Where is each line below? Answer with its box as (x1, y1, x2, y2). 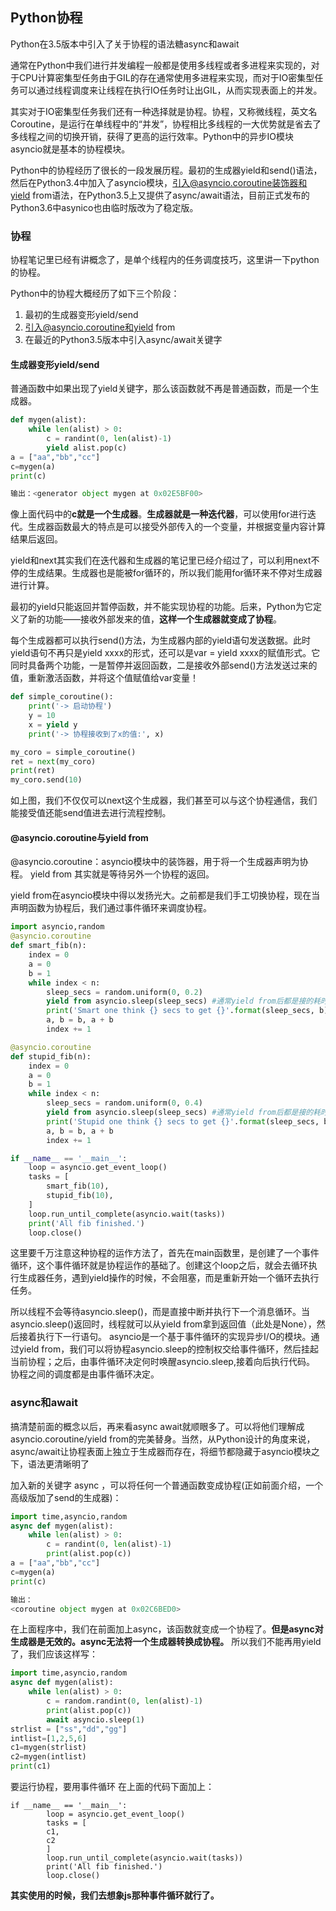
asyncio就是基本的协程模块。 (10, 143, 131, 155)
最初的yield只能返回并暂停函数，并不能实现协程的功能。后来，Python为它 (10, 601, 313, 613)
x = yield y (28, 719, 78, 730)
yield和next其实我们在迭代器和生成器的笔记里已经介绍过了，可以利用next (10, 554, 312, 567)
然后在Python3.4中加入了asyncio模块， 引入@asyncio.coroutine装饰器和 (10, 176, 308, 188)
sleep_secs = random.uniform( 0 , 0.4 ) (46, 1098, 203, 1108)
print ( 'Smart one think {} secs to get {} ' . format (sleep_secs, (46, 1006, 315, 1016)
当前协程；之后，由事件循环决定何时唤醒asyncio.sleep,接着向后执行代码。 (10, 1356, 315, 1368)
